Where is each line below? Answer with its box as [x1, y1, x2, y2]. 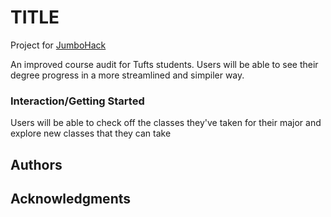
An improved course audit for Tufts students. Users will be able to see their [10, 58, 319, 70]
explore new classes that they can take [10, 127, 172, 140]
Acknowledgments [10, 191, 132, 208]
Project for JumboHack [10, 39, 107, 51]
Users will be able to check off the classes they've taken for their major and [10, 117, 322, 129]
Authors [10, 156, 63, 173]
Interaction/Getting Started [10, 94, 145, 108]
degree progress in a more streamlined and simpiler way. [10, 69, 245, 81]
